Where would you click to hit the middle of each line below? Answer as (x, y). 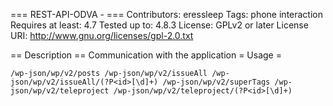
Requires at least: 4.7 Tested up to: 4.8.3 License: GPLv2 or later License (159, 25)
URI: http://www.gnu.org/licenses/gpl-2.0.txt (102, 35)
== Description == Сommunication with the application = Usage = (146, 55)
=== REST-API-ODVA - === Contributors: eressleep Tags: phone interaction (167, 14)
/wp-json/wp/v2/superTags (216, 82)
